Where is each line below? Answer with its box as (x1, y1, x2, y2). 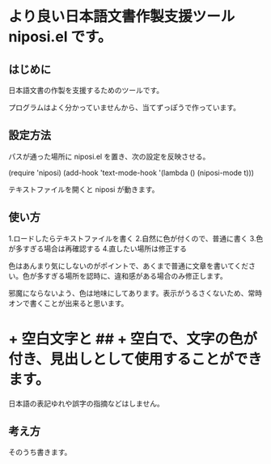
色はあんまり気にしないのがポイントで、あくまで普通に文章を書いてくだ (8, 261, 249, 270)
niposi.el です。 (8, 28, 112, 46)
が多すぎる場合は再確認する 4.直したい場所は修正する (8, 244, 188, 253)
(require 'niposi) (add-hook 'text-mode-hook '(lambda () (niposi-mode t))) (8, 168, 255, 177)
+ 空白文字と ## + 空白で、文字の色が (8, 330, 257, 348)
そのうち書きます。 (8, 447, 72, 458)
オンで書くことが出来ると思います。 (8, 298, 129, 308)
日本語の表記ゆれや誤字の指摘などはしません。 (8, 398, 164, 408)
